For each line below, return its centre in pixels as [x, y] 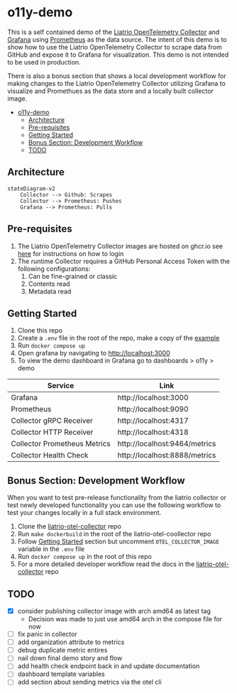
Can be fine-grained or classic [73, 276]
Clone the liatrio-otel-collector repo [70, 526]
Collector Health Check [50, 455]
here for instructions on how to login [71, 253]
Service [61, 386]
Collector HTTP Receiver [52, 432]
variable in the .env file [51, 549]
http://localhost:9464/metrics [167, 444]
